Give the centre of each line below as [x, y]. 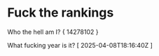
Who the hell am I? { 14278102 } [53, 32]
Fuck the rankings [61, 13]
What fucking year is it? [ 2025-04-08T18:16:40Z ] [80, 45]
